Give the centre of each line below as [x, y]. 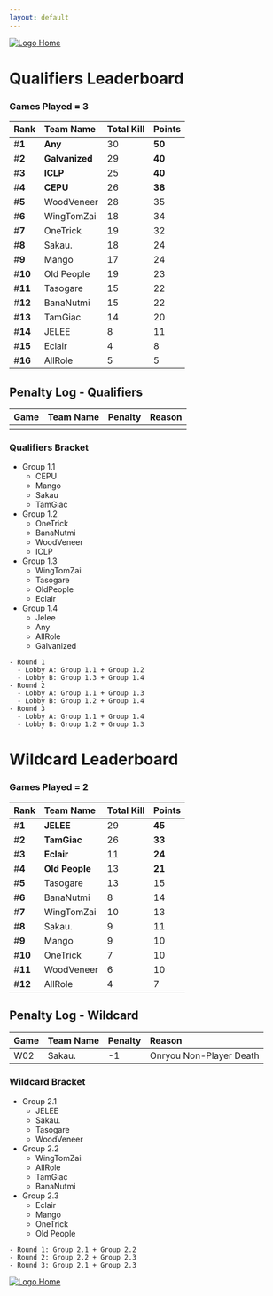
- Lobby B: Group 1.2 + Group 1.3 [81, 724]
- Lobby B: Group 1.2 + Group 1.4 [81, 701]
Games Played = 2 [49, 787]
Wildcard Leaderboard [94, 759]
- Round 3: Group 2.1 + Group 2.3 [73, 1265]
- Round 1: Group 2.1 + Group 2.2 [73, 1249]
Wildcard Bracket [47, 1082]
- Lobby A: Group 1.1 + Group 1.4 [81, 717]
